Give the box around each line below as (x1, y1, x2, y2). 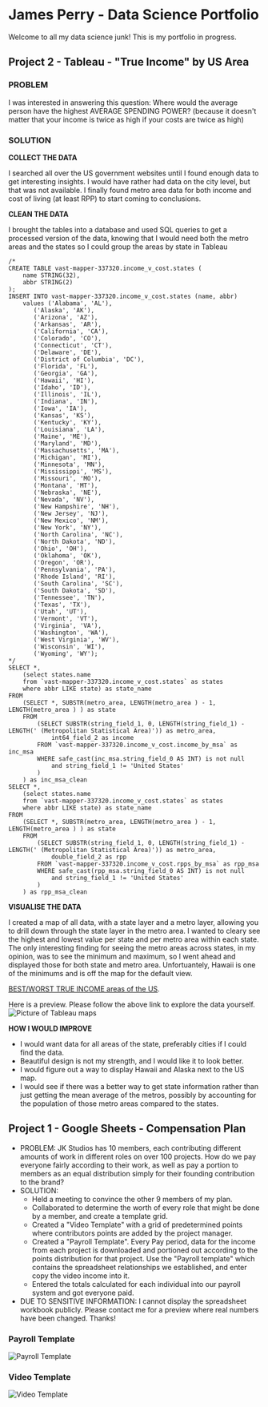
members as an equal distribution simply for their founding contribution (19, 1168, 255, 1178)
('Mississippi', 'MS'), (33, 467, 113, 476)
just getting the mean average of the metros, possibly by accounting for (19, 1090, 257, 1099)
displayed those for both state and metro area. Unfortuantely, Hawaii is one (8, 959, 256, 970)
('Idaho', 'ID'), (33, 383, 91, 392)
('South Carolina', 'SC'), (33, 579, 124, 588)
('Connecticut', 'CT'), (33, 341, 113, 349)
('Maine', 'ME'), (33, 432, 91, 440)
